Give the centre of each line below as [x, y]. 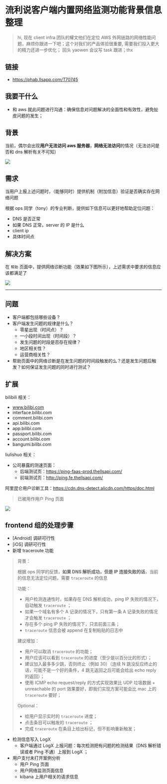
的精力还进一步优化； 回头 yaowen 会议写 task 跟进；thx [75, 50]
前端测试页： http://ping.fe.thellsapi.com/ [61, 477]
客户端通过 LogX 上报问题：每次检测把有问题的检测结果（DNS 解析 [88, 746]
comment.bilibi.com [33, 418]
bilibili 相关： [18, 397]
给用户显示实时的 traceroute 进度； [61, 716]
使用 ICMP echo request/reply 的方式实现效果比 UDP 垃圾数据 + [90, 683]
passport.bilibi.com [32, 434]
